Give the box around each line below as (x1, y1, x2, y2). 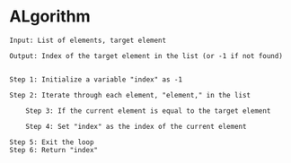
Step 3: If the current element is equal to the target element (25, 106, 271, 116)
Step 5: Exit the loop (9, 137, 94, 147)
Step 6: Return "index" (9, 145, 99, 154)
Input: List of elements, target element (9, 36, 167, 45)
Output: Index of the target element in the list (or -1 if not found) (9, 51, 283, 60)
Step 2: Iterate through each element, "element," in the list (9, 90, 251, 99)
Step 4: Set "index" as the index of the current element (25, 122, 247, 131)
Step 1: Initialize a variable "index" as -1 (9, 74, 182, 84)
